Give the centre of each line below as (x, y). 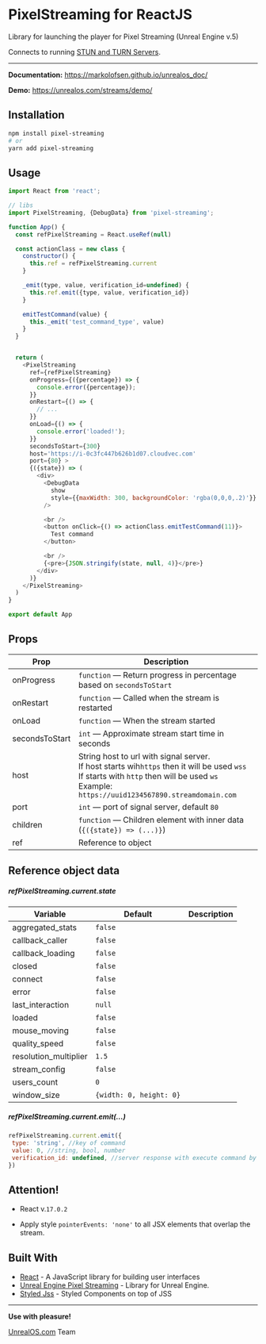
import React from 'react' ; (55, 191)
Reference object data (64, 871)
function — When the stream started (146, 720)
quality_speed (38, 1043)
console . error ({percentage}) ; (86, 387)
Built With (33, 1258)
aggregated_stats (45, 927)
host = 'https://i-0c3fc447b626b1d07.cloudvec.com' (112, 454)
